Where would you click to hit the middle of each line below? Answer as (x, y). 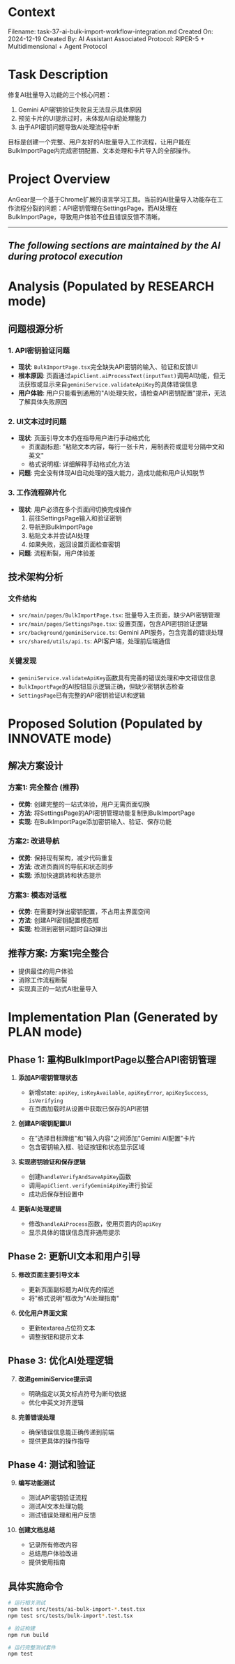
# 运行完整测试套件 (32, 1647)
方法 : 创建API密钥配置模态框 (59, 920)
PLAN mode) (45, 1032)
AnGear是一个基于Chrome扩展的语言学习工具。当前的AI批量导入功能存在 (113, 199)
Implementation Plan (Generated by (113, 1018)
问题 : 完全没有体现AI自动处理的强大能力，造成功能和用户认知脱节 (111, 473)
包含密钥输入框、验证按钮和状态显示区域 (86, 1147)
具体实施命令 (36, 1586)
